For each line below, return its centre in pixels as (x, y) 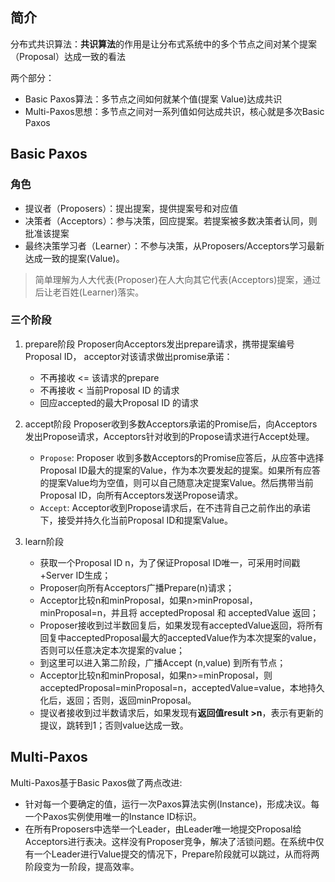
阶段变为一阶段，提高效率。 (82, 866)
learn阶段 (44, 541)
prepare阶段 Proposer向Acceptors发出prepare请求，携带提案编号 (159, 344)
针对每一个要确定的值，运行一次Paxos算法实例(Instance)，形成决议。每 (172, 804)
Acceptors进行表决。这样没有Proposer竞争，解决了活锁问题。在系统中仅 (174, 841)
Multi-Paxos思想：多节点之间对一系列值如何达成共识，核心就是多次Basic (174, 111)
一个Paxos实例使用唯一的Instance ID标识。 (113, 816)
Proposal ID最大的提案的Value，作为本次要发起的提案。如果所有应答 (180, 470)
